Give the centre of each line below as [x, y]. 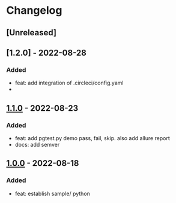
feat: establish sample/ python [52, 193]
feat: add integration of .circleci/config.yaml [69, 83]
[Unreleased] [32, 33]
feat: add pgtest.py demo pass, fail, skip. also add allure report [92, 138]
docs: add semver [37, 144]
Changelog [34, 10]
